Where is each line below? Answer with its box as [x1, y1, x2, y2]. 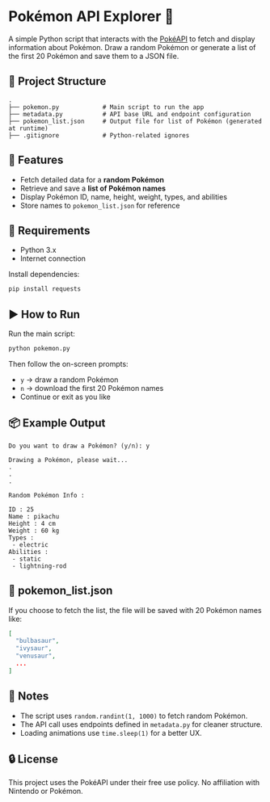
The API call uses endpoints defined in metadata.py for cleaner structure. [19, 719, 263, 729]
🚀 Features [8, 153, 64, 167]
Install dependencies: [8, 270, 80, 279]
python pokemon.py [8, 345, 70, 353]
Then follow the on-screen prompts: [8, 359, 129, 368]
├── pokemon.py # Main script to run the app [8, 103, 205, 111]
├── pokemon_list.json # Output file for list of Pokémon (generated [8, 117, 263, 125]
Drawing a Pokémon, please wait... [8, 456, 129, 464]
